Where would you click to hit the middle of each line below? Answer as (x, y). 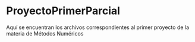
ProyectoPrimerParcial (63, 11)
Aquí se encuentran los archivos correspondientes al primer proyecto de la (97, 27)
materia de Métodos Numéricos (45, 33)
